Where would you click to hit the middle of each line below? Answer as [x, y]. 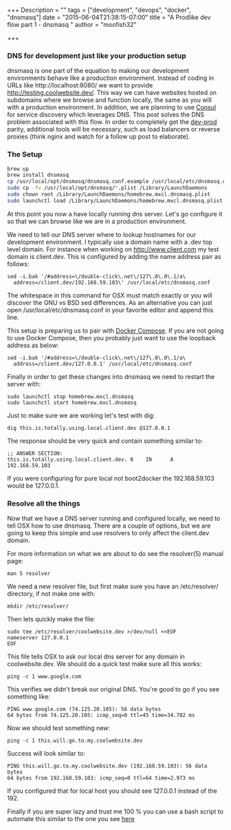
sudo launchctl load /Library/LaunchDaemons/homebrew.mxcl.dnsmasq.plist [115, 200]
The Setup [25, 154]
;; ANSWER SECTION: [35, 453]
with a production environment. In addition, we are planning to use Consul [112, 107]
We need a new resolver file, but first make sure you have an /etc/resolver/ [113, 587]
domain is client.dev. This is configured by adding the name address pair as [114, 256]
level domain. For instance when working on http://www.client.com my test [113, 249]
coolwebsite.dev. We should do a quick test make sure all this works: [104, 664]
